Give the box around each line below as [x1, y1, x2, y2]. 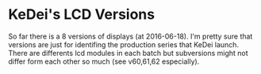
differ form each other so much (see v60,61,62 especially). [8, 57, 200, 66]
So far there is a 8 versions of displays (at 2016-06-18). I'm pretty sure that [8, 31, 253, 41]
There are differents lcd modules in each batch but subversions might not [8, 48, 248, 57]
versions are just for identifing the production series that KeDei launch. [8, 39, 240, 49]
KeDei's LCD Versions [8, 6, 155, 24]
